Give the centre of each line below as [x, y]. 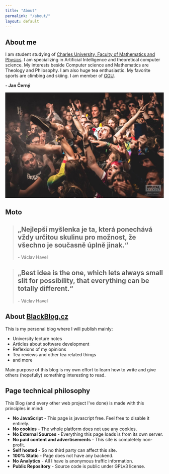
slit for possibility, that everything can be [83, 281]
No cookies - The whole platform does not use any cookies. [75, 429]
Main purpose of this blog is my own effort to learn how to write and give [81, 369]
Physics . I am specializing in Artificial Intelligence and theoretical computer [83, 60]
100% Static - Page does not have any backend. [63, 455]
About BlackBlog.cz [37, 317]
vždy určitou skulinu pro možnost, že [77, 237]
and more [22, 360]
